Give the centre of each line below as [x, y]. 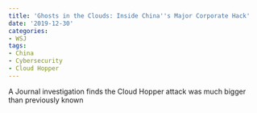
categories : [28, 31]
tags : [17, 46]
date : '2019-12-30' [41, 23]
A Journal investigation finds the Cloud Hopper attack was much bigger [127, 91]
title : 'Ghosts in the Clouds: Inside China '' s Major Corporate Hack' [129, 16]
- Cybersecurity [35, 61]
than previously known [46, 100]
